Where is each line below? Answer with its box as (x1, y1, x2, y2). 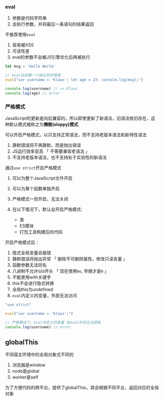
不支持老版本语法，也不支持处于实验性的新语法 (12, 154, 107, 160)
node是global (12, 368, 40, 374)
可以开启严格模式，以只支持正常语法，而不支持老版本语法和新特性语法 (5, 132, 147, 137)
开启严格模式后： (5, 239, 40, 245)
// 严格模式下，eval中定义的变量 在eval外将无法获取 (5, 320, 101, 325)
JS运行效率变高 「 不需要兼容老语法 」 (12, 148, 90, 154)
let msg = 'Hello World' (5, 64, 56, 69)
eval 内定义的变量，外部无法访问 (12, 292, 77, 298)
